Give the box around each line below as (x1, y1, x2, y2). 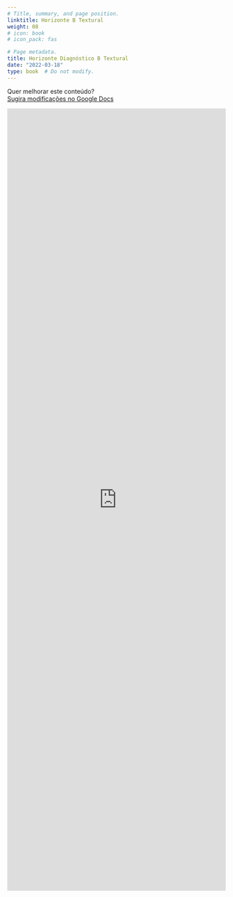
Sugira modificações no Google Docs (7, 95, 114, 103)
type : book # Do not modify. (7, 67, 95, 75)
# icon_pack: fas (7, 36, 58, 43)
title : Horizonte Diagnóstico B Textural (7, 55, 129, 63)
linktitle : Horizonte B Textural (7, 17, 104, 24)
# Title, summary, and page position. (7, 10, 119, 17)
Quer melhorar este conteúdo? (7, 87, 95, 95)
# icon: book (7, 29, 45, 37)
